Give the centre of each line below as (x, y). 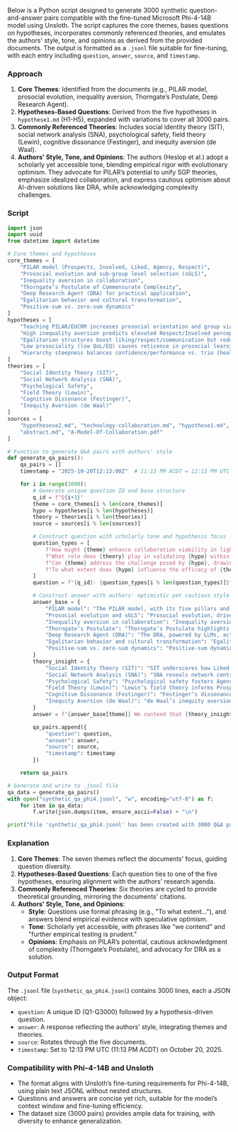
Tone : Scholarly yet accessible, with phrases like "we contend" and (126, 926)
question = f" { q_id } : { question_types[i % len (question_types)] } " (133, 583)
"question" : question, (79, 734)
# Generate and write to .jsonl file (63, 786)
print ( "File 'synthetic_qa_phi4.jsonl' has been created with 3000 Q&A (115, 825)
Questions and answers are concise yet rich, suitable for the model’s (117, 1099)
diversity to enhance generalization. (70, 1121)
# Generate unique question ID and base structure (109, 490)
